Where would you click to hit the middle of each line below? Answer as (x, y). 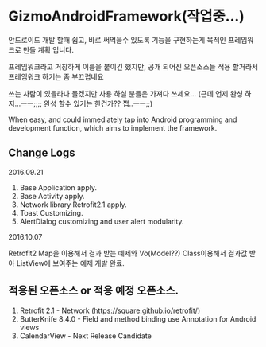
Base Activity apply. (52, 196)
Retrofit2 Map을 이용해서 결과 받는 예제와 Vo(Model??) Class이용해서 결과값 (128, 253)
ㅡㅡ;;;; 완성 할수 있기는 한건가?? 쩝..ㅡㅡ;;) (87, 103)
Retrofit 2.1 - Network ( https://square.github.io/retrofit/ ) (110, 310)
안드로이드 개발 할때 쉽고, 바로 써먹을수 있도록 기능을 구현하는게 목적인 (117, 40)
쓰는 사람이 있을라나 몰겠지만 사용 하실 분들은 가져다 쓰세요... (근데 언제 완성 (126, 93)
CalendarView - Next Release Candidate (86, 336)
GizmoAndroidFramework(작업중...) (126, 16)
